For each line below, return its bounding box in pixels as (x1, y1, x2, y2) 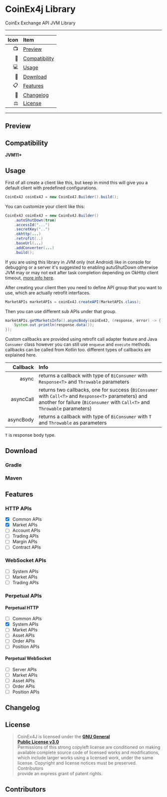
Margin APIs (12, 539, 38, 545)
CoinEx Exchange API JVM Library (5, 20, 76, 26)
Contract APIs (12, 544, 41, 550)
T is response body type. (5, 432, 56, 438)
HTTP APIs (5, 505, 32, 512)
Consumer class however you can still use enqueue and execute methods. (5, 341, 151, 347)
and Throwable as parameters (38, 419, 107, 426)
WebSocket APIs (5, 557, 46, 564)
